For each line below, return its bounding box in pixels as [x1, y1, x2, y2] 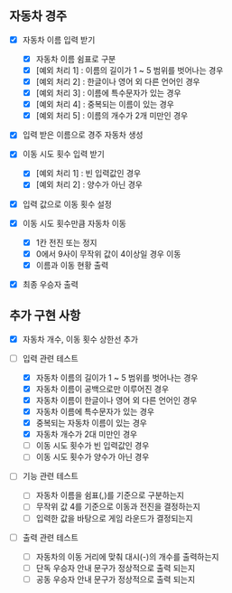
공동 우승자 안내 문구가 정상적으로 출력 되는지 [35, 573, 196, 585]
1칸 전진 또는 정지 [35, 237, 97, 248]
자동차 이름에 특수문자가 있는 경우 [35, 406, 155, 417]
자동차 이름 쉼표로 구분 [35, 53, 116, 64]
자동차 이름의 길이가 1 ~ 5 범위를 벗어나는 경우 [35, 372, 199, 382]
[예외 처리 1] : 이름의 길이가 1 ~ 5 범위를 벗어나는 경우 [35, 64, 224, 75]
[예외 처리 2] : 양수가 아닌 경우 [35, 179, 143, 190]
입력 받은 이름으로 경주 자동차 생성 [22, 129, 144, 140]
